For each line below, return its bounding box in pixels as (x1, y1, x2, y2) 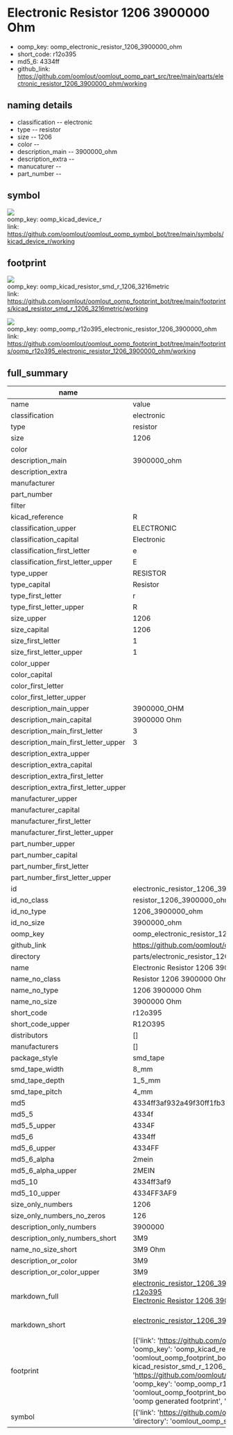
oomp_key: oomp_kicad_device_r (7, 215, 103, 223)
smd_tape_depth (10, 1076, 64, 1085)
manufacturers (10, 1042, 59, 1051)
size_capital (10, 625, 49, 635)
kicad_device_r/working (7, 237, 75, 246)
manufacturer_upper (10, 794, 78, 804)
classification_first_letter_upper (10, 557, 113, 567)
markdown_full (10, 1291, 59, 1301)
